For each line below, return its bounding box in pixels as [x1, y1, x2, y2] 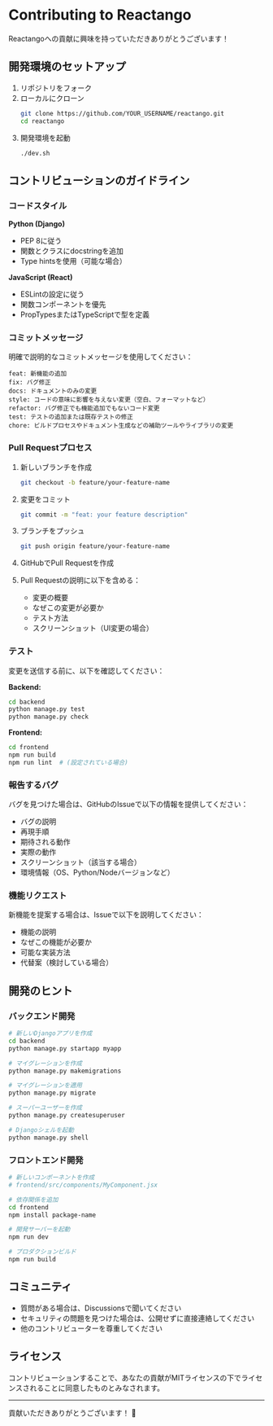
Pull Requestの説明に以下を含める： [19, 576, 141, 586]
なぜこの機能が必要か [19, 937, 92, 947]
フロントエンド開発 [8, 1154, 84, 1165]
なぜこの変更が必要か [32, 603, 104, 612]
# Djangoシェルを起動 [8, 1125, 75, 1134]
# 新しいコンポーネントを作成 [8, 1174, 95, 1182]
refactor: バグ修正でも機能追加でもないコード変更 [8, 405, 160, 413]
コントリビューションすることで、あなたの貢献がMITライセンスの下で [8, 1372, 241, 1382]
